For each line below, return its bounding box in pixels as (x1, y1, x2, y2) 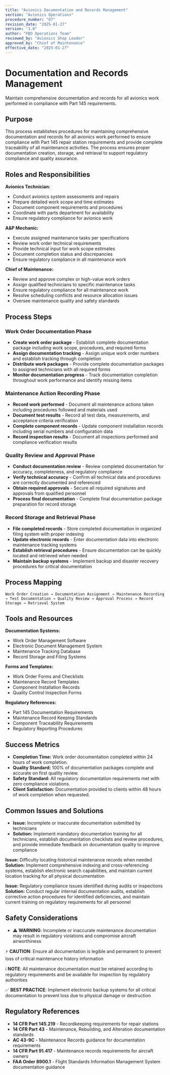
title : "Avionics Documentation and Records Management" (5, 7, 128, 13)
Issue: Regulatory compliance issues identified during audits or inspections (5, 883, 163, 889)
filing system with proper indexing (12, 531, 84, 537)
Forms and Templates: (5, 664, 54, 670)
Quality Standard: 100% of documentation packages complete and (12, 765, 154, 771)
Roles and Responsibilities (5, 170, 90, 178)
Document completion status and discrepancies (12, 251, 113, 257)
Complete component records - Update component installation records (12, 423, 163, 429)
